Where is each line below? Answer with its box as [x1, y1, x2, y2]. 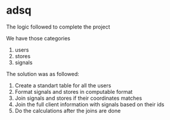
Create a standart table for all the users [14, 81, 112, 89]
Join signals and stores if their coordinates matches [14, 94, 142, 102]
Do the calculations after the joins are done [14, 107, 121, 114]
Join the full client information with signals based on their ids [14, 100, 165, 108]
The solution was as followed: [6, 70, 79, 77]
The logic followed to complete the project [6, 23, 110, 30]
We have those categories [6, 34, 70, 42]
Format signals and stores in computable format [14, 88, 133, 95]
